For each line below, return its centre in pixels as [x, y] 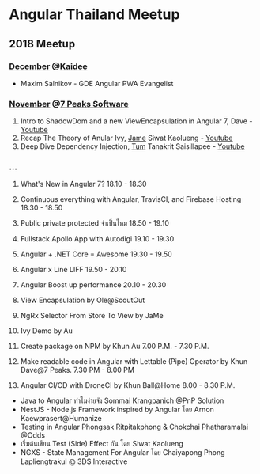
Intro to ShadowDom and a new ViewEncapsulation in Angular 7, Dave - [136, 121]
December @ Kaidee [48, 66]
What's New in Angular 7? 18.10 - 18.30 [83, 184]
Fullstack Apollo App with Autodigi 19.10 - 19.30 [97, 239]
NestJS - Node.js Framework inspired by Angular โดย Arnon [117, 410]
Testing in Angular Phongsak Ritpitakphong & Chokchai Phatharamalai [134, 427]
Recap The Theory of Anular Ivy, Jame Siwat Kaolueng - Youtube [126, 138]
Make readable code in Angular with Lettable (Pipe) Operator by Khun [134, 362]
